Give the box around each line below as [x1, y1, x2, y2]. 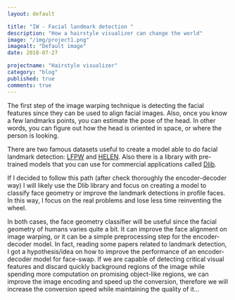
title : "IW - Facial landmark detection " [7, 23, 134, 30]
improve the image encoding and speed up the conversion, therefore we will [7, 277, 229, 286]
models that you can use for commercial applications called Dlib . [29, 160, 217, 168]
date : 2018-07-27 [7, 49, 58, 56]
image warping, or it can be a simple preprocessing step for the [7, 232, 191, 241]
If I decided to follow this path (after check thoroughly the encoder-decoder [7, 174, 227, 182]
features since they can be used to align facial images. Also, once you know [7, 109, 227, 117]
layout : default [7, 10, 55, 18]
